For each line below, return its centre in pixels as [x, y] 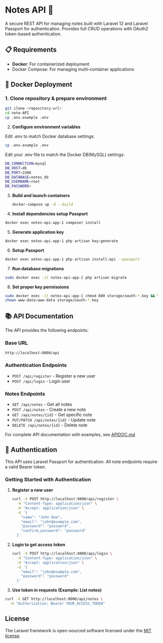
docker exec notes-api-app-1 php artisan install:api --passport [72, 259]
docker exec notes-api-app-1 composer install [53, 223]
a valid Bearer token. [26, 467]
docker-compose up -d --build [43, 204]
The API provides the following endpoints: [47, 330]
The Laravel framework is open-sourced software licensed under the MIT [78, 630]
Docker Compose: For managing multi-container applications [73, 69]
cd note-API [17, 113]
